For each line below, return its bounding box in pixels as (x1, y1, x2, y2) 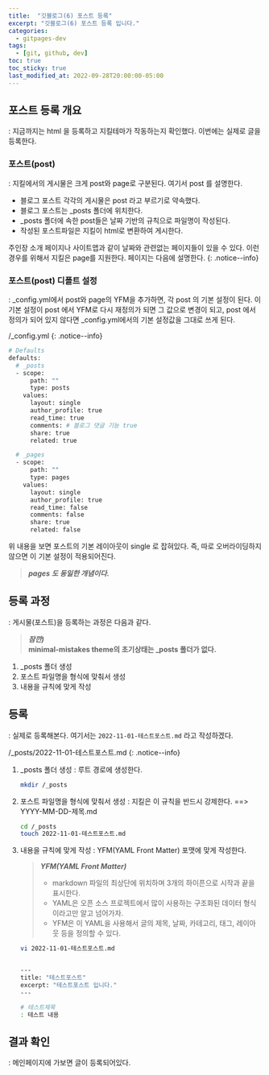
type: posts (29, 384, 70, 392)
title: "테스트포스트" (19, 974, 86, 982)
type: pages (29, 473, 70, 482)
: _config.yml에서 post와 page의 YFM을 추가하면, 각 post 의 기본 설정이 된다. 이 (8, 295, 262, 304)
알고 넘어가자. (80, 908, 124, 918)
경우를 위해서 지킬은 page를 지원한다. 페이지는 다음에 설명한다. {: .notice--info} (8, 253, 259, 263)
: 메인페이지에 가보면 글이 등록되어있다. (8, 1058, 131, 1068)
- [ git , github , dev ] (15, 49, 89, 57)
